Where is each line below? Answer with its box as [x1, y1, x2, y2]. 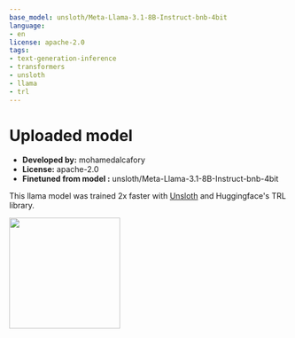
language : [9, 21, 46, 30]
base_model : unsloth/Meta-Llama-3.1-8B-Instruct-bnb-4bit [9, 12, 228, 22]
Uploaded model [9, 125, 133, 145]
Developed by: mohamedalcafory [21, 154, 146, 165]
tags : [9, 46, 29, 55]
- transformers [9, 63, 66, 72]
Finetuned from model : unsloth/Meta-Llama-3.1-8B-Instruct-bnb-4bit [21, 174, 279, 185]
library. [9, 200, 35, 211]
